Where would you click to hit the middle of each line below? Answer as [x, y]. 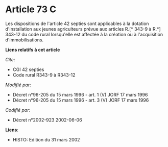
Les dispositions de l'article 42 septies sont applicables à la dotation [77, 23]
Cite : [10, 59]
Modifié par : [18, 85]
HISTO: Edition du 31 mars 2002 [46, 139]
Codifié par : [18, 110]
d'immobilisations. [25, 40]
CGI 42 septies [28, 69]
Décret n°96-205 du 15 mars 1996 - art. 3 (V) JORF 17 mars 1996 [81, 100]
